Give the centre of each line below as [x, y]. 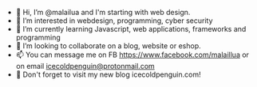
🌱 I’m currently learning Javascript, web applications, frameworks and [131, 29]
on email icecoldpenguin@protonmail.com [85, 66]
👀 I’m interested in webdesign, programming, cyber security [114, 21]
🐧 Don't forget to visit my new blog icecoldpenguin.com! [108, 74]
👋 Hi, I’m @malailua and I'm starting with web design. [103, 12]
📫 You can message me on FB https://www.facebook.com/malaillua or [132, 55]
